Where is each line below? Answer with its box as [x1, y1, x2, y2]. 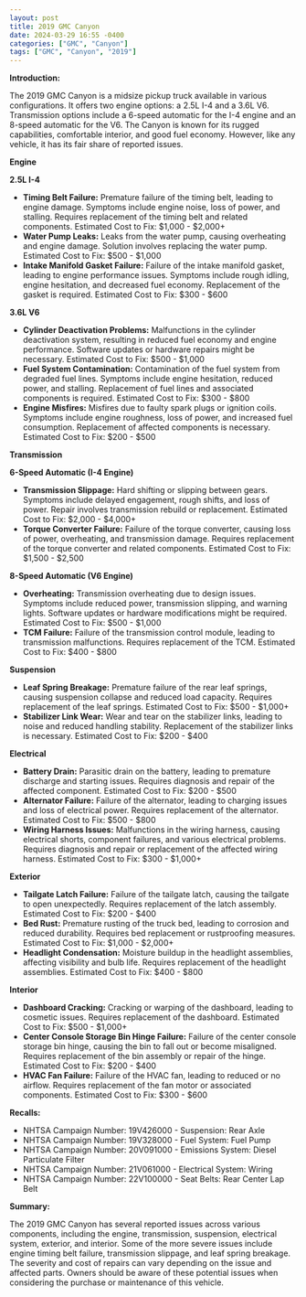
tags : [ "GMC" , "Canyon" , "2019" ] [9, 48, 137, 57]
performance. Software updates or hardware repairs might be [22, 344, 256, 355]
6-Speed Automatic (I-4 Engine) [9, 467, 134, 478]
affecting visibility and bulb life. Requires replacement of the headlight [22, 957, 287, 968]
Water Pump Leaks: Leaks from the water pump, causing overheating [22, 230, 286, 242]
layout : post [9, 13, 59, 23]
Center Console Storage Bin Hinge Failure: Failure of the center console [22, 1031, 297, 1043]
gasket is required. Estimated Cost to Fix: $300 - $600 [22, 289, 228, 300]
